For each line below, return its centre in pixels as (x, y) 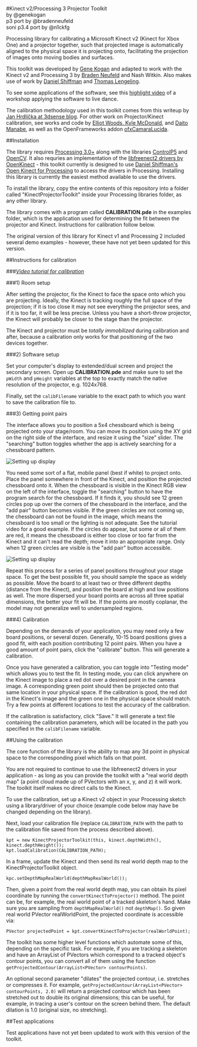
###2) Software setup (33, 354)
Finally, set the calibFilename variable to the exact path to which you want (96, 396)
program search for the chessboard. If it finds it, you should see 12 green (94, 498)
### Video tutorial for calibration (45, 271)
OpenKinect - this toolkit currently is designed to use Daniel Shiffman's (92, 164)
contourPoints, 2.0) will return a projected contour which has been (88, 991)
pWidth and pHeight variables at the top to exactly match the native (87, 378)
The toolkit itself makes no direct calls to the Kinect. (69, 788)
